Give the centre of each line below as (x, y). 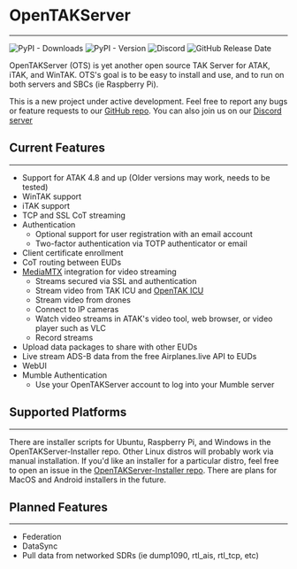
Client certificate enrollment (72, 252)
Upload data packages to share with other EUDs (110, 347)
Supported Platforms (68, 412)
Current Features (57, 148)
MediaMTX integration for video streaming (99, 272)
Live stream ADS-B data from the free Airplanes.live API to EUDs (139, 356)
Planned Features (59, 507)
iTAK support (46, 205)
